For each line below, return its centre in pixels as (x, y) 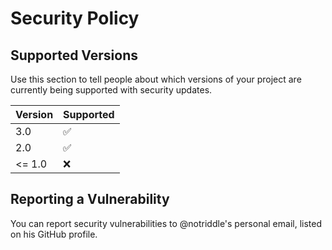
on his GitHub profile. (54, 234)
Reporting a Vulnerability (90, 199)
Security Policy (75, 18)
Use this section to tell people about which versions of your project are (156, 79)
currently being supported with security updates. (111, 90)
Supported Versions (74, 55)
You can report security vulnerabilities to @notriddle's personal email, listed (166, 223)
